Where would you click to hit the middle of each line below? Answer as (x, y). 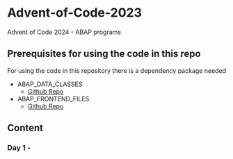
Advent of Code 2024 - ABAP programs (64, 32)
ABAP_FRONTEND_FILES (53, 99)
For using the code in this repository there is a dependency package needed (117, 70)
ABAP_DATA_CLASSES (50, 84)
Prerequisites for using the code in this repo (104, 54)
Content (25, 128)
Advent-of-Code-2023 (75, 13)
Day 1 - (19, 148)
